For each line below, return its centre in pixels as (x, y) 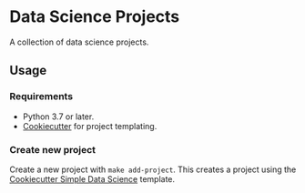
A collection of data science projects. (79, 42)
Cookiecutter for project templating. (90, 126)
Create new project (53, 149)
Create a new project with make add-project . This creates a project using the (153, 169)
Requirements (41, 96)
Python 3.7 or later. (58, 117)
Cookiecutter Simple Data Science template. (92, 178)
